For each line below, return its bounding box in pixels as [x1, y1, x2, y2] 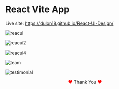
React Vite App [5, 4, 70, 15]
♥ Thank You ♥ [68, 79, 102, 85]
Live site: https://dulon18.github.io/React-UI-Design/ [5, 20, 114, 26]
